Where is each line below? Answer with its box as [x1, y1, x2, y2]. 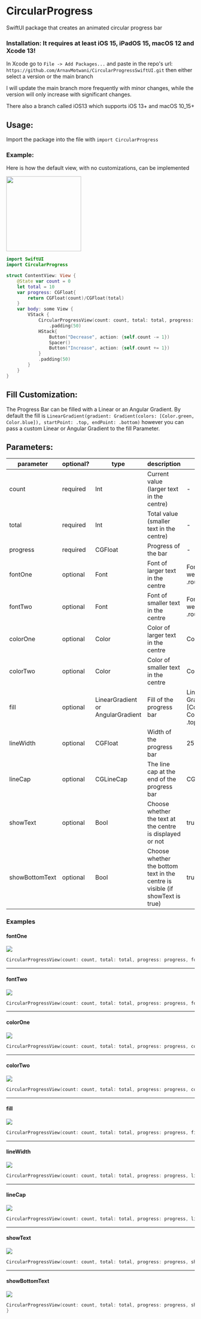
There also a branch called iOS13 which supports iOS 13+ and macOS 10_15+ [6, 103, 195, 110]
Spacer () [48, 339, 71, 345]
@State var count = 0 [17, 278, 71, 284]
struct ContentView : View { [6, 273, 77, 279]
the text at [147, 815, 176, 823]
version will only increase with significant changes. [6, 91, 132, 98]
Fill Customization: [6, 390, 78, 400]
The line [147, 760, 170, 768]
